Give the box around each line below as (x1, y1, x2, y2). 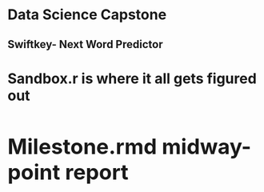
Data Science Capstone (7, 6, 167, 24)
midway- (162, 133, 252, 159)
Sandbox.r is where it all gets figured (7, 70, 257, 87)
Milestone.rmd (7, 133, 158, 159)
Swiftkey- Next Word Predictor (7, 38, 163, 51)
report (65, 158, 129, 185)
